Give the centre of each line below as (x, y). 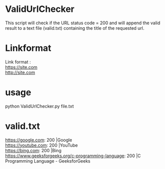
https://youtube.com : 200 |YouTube (42, 145)
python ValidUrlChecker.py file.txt (40, 106)
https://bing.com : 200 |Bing (33, 150)
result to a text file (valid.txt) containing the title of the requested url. (75, 28)
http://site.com (20, 72)
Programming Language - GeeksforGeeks (48, 161)
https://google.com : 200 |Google (39, 140)
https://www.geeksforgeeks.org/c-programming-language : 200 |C (73, 156)
